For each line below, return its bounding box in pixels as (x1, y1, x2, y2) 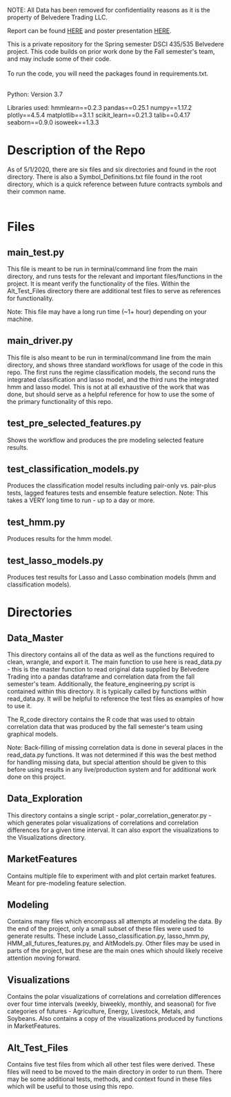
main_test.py (7, 246, 65, 258)
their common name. (7, 187, 66, 196)
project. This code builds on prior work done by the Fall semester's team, (7, 48, 215, 55)
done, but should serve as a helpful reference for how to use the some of (7, 390, 215, 398)
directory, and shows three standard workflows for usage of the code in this (7, 360, 223, 369)
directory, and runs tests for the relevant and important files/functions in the (7, 272, 223, 280)
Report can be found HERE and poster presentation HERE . (7, 27, 172, 35)
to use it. (7, 702, 32, 710)
